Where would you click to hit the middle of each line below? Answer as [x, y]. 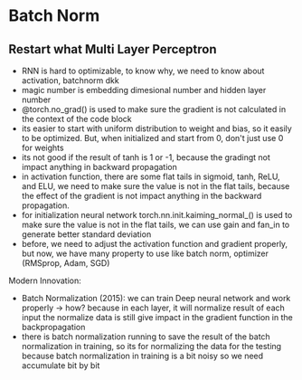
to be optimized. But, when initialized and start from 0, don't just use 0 [152, 138]
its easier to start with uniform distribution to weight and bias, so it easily [157, 128]
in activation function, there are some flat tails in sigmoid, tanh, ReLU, [151, 176]
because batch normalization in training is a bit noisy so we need [142, 356]
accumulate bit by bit [61, 366]
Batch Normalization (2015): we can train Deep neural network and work [156, 298]
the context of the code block [76, 119]
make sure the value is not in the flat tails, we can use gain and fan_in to [156, 224]
